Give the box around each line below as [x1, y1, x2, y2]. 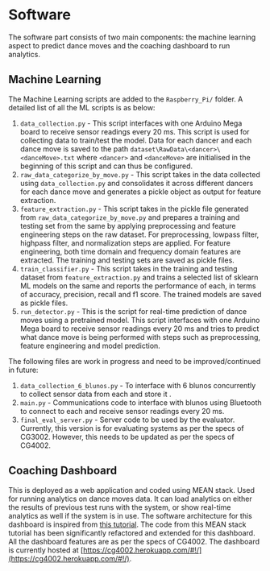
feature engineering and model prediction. [19, 341, 161, 350]
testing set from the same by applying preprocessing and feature [19, 221, 236, 230]
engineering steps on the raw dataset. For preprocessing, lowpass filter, [19, 230, 260, 239]
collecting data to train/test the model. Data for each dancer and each [19, 135, 252, 145]
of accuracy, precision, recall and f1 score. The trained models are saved [19, 289, 262, 299]
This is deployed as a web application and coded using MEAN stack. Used [8, 485, 255, 494]
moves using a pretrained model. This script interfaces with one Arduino [19, 315, 260, 325]
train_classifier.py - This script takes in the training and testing [19, 263, 238, 273]
